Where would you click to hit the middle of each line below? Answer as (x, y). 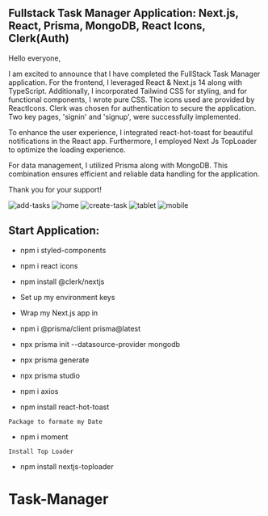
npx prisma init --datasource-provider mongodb (100, 344)
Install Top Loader (41, 451)
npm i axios (39, 391)
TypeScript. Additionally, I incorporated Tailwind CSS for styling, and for (128, 91)
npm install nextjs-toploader (67, 466)
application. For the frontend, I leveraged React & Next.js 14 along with (125, 82)
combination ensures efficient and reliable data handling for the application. (134, 174)
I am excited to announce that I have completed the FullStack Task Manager (134, 74)
